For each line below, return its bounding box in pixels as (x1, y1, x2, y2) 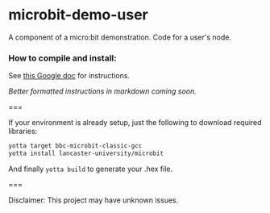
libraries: (8, 127, 38, 136)
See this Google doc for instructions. (8, 71, 131, 81)
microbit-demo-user (8, 6, 148, 24)
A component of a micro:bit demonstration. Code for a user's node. (8, 32, 232, 42)
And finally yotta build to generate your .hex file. (8, 164, 173, 173)
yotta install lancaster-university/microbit (8, 149, 164, 158)
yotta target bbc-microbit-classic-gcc (8, 142, 143, 150)
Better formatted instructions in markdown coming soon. (8, 86, 197, 96)
